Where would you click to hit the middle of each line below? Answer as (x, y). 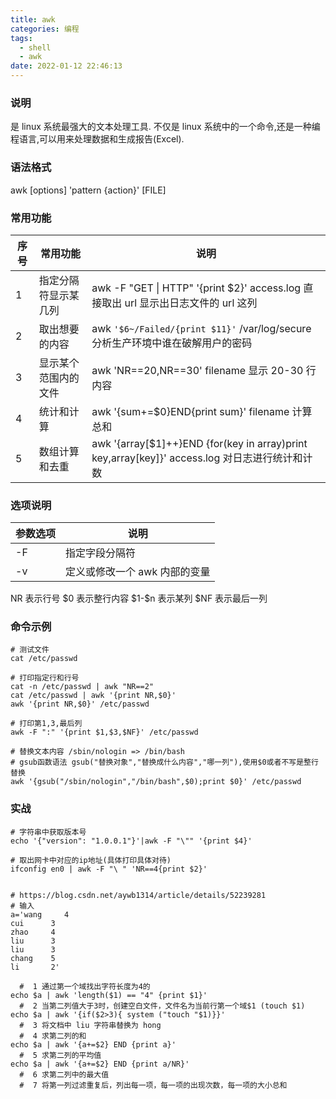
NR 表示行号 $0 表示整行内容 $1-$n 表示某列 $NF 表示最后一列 (139, 598)
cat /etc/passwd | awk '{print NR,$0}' (93, 696)
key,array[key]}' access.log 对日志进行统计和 (197, 458)
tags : (21, 38)
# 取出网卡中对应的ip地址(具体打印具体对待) (91, 860)
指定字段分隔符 (101, 553)
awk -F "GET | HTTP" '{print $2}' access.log (196, 288)
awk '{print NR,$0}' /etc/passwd (80, 704)
